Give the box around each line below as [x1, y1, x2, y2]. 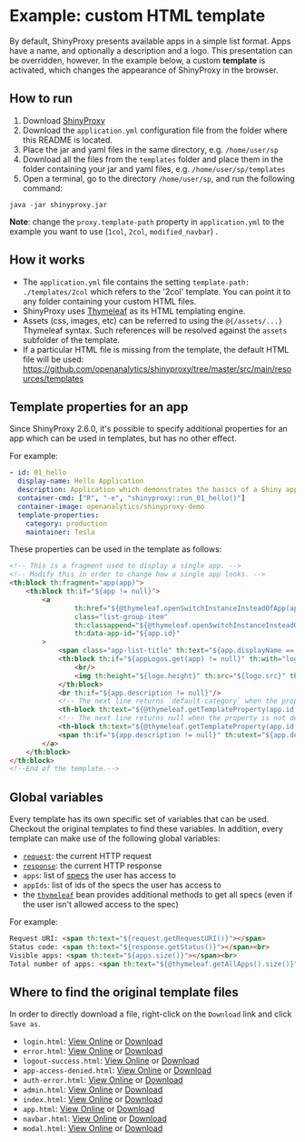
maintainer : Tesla [25, 527, 95, 536]
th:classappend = [74, 620, 136, 630]
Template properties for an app [9, 399, 189, 415]
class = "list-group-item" [74, 612, 169, 621]
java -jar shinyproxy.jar [9, 200, 107, 209]
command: [22, 183, 64, 194]
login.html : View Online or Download [22, 1036, 163, 1047]
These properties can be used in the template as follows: [9, 544, 222, 555]
